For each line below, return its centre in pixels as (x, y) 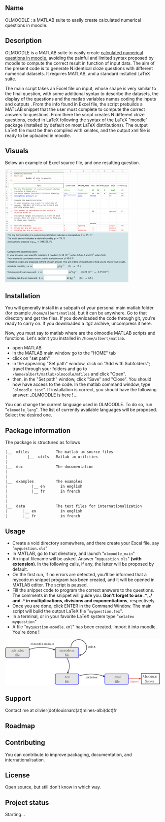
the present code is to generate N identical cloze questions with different (79, 68)
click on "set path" (31, 358)
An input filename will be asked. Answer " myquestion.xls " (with (77, 558)
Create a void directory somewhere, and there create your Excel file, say (86, 543)
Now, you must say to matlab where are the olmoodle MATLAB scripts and (80, 333)
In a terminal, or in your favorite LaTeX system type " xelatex (73, 616)
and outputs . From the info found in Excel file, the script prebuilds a (74, 104)
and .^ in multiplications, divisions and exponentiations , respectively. (84, 600)
